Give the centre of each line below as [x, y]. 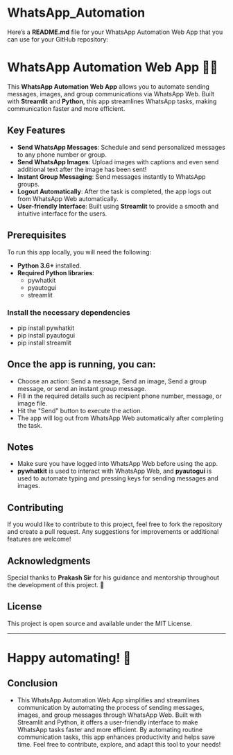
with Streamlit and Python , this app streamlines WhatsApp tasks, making [112, 101]
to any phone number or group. [62, 155]
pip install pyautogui [46, 335]
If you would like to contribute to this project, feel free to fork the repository [115, 524]
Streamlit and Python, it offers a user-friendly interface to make [107, 722]
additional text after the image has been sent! [82, 169]
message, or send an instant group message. [82, 388]
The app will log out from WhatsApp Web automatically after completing [120, 418]
